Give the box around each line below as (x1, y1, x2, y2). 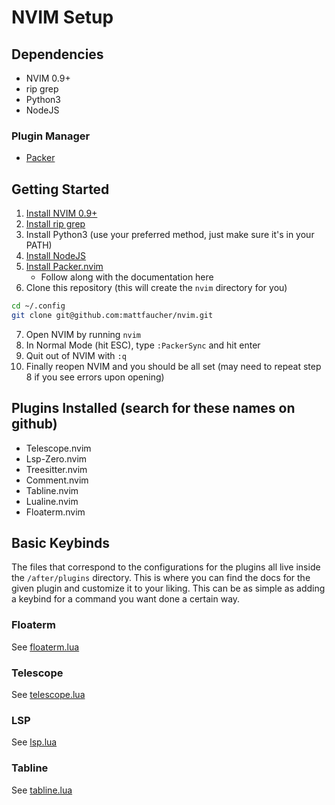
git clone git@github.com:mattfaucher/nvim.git (11, 310, 214, 320)
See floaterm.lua (11, 641, 80, 653)
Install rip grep (25, 218, 86, 230)
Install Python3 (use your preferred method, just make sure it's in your (25, 229, 315, 241)
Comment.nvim (25, 474, 89, 486)
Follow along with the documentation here (40, 271, 214, 283)
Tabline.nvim (25, 484, 79, 496)
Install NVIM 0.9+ (25, 207, 98, 220)
